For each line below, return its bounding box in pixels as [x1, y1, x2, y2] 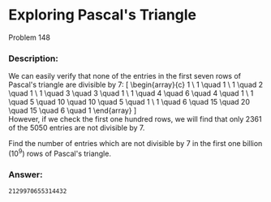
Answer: [8, 169, 43, 180]
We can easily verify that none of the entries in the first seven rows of [8, 71, 242, 81]
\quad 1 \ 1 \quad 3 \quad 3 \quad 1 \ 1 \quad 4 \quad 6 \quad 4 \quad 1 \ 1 [8, 88, 254, 98]
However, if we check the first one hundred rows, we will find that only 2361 [8, 114, 262, 124]
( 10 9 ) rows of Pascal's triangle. [8, 148, 112, 158]
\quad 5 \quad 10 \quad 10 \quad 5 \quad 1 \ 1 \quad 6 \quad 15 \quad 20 [8, 97, 250, 107]
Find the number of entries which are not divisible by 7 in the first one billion [8, 139, 263, 148]
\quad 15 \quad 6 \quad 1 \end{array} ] [8, 105, 137, 115]
